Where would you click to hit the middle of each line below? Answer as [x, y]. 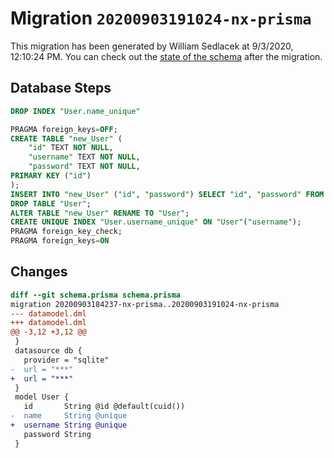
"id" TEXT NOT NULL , [71, 148]
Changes [39, 272]
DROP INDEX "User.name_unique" [75, 111]
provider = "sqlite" [66, 360]
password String [57, 434]
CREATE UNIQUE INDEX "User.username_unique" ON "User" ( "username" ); [156, 222]
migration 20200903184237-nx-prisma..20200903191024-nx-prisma [145, 304]
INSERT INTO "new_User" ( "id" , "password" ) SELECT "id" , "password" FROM [167, 194]
